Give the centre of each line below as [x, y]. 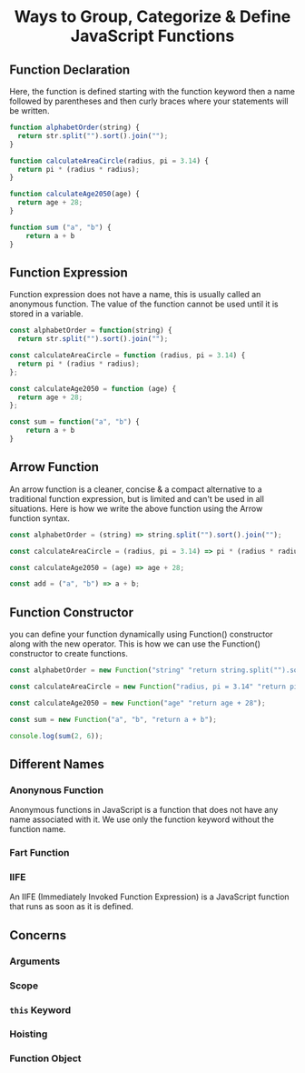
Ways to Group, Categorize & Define [152, 17]
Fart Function [39, 853]
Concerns [38, 935]
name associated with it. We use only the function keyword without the [142, 819]
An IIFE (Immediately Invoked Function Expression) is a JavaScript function [149, 897]
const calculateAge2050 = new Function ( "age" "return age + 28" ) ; [138, 703]
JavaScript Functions [152, 36]
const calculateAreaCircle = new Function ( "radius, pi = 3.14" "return [148, 687]
